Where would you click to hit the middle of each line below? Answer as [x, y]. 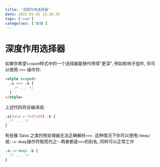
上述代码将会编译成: [25, 107]
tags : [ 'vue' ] [20, 19]
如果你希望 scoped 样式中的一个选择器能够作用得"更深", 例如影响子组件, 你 [78, 64]
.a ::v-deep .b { [22, 151]
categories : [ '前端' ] [26, 23]
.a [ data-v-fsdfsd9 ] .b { [30, 116]
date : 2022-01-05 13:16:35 [33, 14]
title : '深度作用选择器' [28, 10]
